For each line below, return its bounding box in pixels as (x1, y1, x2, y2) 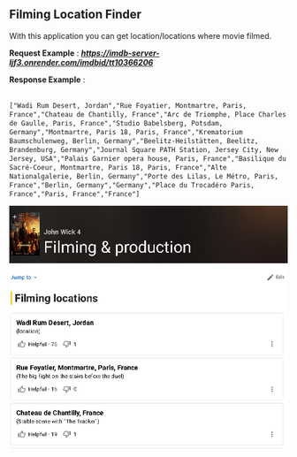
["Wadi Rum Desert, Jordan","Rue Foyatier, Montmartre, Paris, (9, 101, 247, 110)
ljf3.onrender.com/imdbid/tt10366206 (9, 57, 154, 67)
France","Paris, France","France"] (9, 189, 141, 198)
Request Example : (9, 48, 80, 58)
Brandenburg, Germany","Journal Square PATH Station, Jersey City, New (9, 145, 278, 154)
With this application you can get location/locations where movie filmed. (9, 30, 272, 41)
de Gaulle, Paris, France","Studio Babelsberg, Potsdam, (9, 118, 224, 127)
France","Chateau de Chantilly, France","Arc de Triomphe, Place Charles (9, 110, 287, 118)
